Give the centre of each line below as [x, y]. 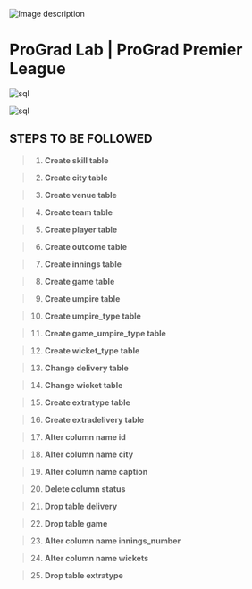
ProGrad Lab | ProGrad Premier [126, 50]
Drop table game [76, 523]
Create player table [81, 229]
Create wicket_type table [92, 350]
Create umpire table [82, 298]
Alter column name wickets [97, 558]
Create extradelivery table [94, 419]
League [38, 69]
